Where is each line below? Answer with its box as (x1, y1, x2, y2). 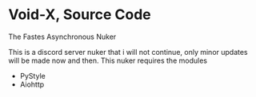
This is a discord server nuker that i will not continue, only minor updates (8, 47, 248, 56)
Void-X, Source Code (8, 6, 152, 24)
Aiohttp (19, 80, 45, 89)
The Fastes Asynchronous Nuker (8, 32, 117, 41)
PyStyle (19, 71, 46, 80)
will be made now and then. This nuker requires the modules (8, 56, 208, 65)
